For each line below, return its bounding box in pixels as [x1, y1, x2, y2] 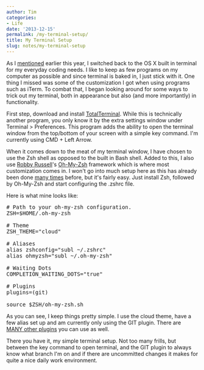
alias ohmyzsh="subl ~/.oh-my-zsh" [6, 252, 113, 259]
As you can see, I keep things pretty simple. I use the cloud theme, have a [6, 312, 192, 319]
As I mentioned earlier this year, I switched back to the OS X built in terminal [6, 59, 197, 67]
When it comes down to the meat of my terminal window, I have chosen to [6, 147, 192, 155]
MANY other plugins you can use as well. [6, 325, 110, 332]
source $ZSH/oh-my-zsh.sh [6, 301, 84, 308]
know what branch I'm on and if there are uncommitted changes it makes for [6, 350, 199, 357]
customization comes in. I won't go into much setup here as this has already [6, 167, 197, 174]
